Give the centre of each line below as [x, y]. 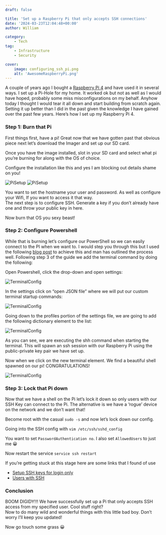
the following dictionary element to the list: [49, 321]
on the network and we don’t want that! [45, 410]
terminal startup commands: [34, 297]
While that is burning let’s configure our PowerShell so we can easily [75, 241]
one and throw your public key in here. [44, 208]
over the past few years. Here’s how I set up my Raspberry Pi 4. [70, 114]
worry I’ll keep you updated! [34, 518]
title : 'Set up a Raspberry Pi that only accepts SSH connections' [76, 19]
